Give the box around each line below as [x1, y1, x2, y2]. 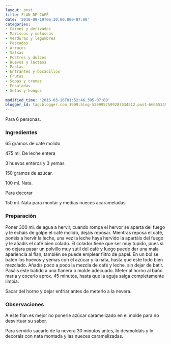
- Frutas [5, 74, 24, 79]
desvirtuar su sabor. [5, 318, 47, 324]
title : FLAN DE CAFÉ [5, 12, 49, 17]
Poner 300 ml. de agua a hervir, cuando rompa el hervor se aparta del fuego [5, 224, 165, 230]
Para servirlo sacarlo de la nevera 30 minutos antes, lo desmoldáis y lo [5, 328, 154, 334]
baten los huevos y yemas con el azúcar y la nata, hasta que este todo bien [5, 256, 163, 262]
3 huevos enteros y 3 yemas [5, 160, 65, 166]
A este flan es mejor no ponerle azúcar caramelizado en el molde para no [5, 312, 159, 319]
